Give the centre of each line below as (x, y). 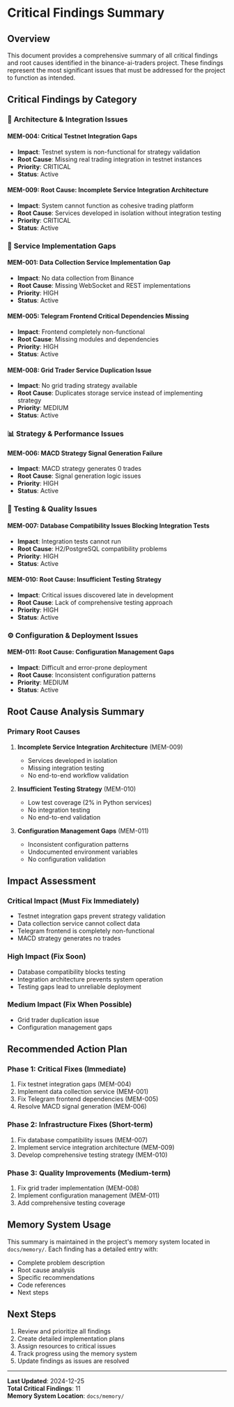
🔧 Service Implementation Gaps (62, 246)
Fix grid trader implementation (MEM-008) (78, 1188)
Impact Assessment (52, 881)
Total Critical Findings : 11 (44, 1388)
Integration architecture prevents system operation (90, 979)
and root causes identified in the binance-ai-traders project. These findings (116, 63)
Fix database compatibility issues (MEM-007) (83, 1139)
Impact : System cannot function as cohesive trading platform (105, 205)
